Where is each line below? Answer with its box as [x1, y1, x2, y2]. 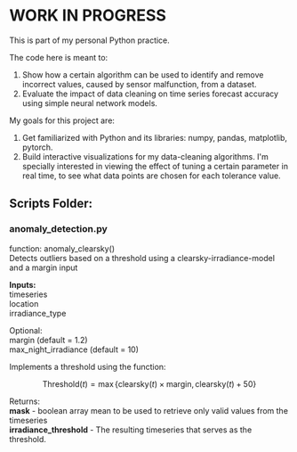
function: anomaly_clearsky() [9, 242, 116, 254]
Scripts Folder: [9, 196, 93, 211]
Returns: [9, 396, 41, 407]
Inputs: [9, 279, 36, 290]
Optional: [9, 325, 43, 335]
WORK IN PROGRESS [9, 5, 167, 26]
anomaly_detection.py [9, 223, 108, 235]
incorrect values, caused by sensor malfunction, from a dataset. [21, 78, 257, 89]
